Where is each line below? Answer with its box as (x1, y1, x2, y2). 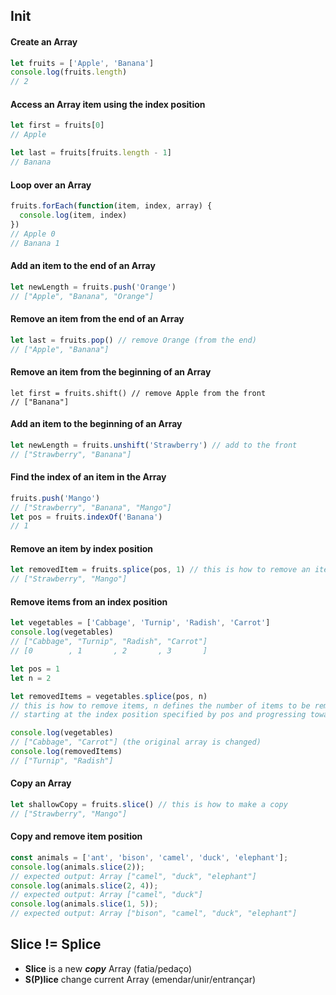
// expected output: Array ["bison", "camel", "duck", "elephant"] (10, 909, 298, 919)
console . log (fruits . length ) (10, 67, 128, 78)
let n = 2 (10, 673, 52, 683)
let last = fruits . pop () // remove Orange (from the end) (10, 335, 257, 345)
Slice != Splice (10, 936, 102, 953)
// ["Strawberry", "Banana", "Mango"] (10, 502, 172, 513)
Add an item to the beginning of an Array (10, 418, 183, 430)
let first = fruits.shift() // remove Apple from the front (10, 388, 267, 398)
